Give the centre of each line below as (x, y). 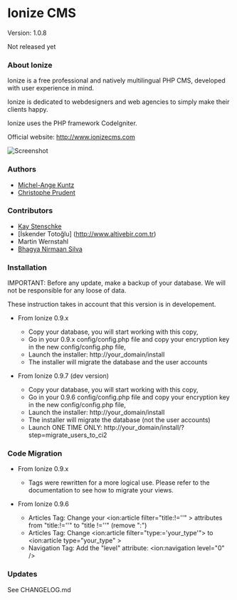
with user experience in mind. (51, 88)
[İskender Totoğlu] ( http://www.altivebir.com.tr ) (87, 233)
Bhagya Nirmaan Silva (50, 249)
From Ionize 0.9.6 (43, 504)
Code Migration (35, 453)
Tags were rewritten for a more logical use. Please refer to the (119, 483)
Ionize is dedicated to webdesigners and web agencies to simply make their (118, 102)
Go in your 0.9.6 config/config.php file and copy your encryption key (129, 397)
